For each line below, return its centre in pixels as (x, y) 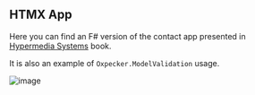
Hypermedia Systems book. (60, 46)
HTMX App (41, 15)
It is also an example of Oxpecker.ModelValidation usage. (115, 63)
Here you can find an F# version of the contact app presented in (127, 36)
